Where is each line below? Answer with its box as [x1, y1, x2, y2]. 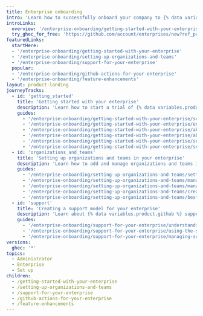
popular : [11, 65, 34, 71]
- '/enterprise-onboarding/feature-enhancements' [11, 76, 139, 82]
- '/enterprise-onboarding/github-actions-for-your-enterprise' [11, 71, 177, 77]
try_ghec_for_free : [11, 31, 61, 37]
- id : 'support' [11, 200, 53, 206]
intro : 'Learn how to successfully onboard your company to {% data [6, 15, 182, 21]
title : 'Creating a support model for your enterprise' [17, 205, 161, 211]
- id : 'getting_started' [11, 93, 74, 99]
